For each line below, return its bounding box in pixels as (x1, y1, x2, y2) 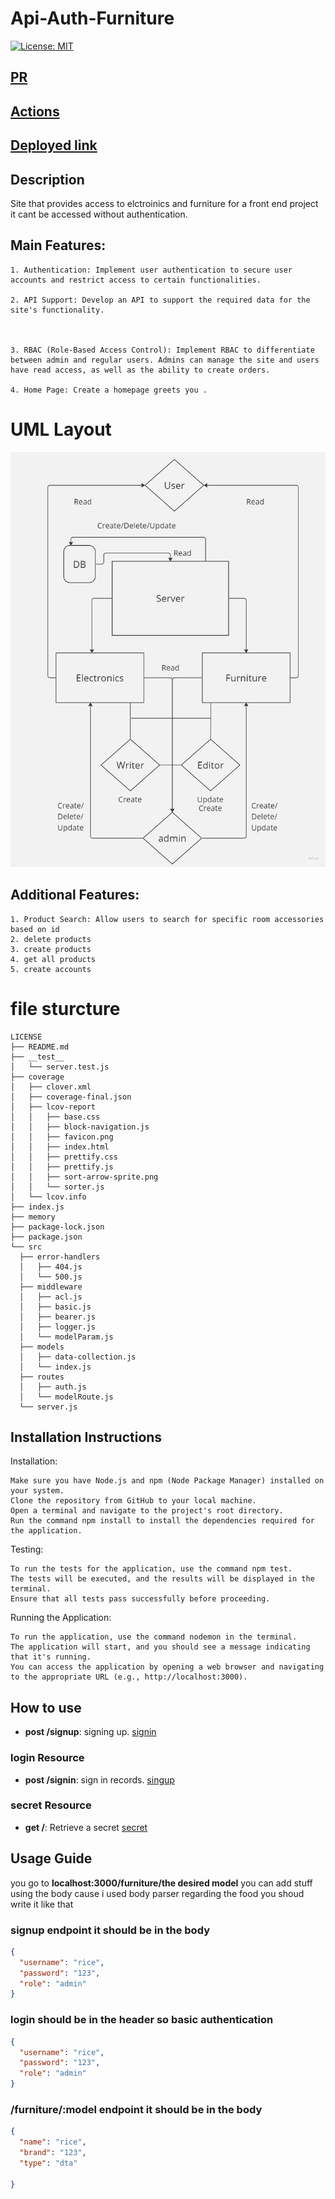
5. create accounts (10, 964, 92, 974)
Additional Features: (10, 887, 140, 904)
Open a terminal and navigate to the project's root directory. (10, 1506, 284, 1516)
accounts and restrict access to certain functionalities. (10, 275, 262, 285)
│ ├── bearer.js (19, 1312, 97, 1322)
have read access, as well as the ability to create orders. (10, 365, 271, 375)
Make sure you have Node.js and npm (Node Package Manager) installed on (10, 1476, 325, 1486)
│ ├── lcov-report (10, 1102, 97, 1112)
